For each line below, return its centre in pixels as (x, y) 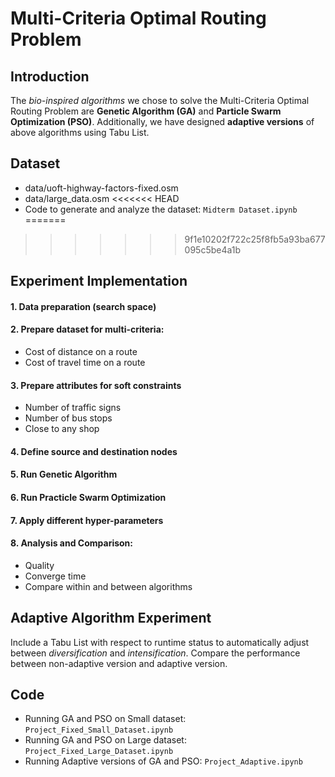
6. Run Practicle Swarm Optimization (88, 497)
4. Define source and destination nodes (94, 451)
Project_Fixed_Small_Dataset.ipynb (99, 730)
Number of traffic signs (73, 408)
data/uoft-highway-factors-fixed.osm (101, 188)
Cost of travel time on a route (85, 362)
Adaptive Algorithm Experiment (111, 618)
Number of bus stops (68, 418)
